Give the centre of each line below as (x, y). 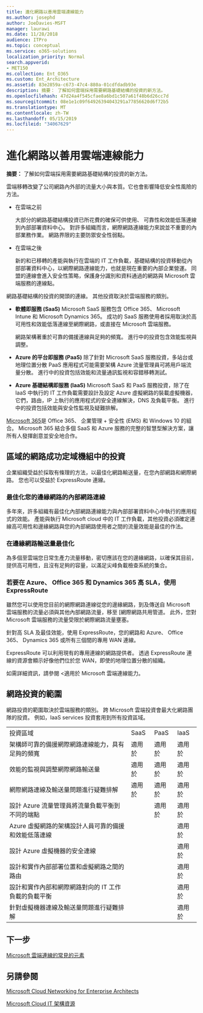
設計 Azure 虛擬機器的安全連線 (53, 851)
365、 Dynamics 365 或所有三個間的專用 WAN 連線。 (73, 640)
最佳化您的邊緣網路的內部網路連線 (56, 497)
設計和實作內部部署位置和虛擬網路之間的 (67, 866)
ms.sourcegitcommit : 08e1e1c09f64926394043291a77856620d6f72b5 (88, 101)
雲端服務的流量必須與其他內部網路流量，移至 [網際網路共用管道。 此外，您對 (101, 612)
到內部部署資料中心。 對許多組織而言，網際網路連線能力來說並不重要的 (103, 228)
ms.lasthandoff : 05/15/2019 (42, 118)
